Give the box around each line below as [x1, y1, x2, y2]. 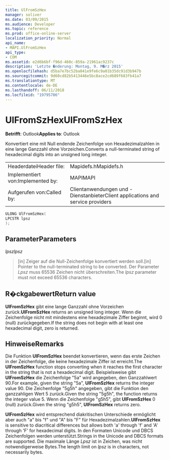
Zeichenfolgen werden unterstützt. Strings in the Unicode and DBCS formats [5, 433, 163, 439]
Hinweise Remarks [5, 339, 64, 348]
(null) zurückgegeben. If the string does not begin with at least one [5, 320, 143, 326]
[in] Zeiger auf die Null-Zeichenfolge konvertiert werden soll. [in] [17, 258, 151, 264]
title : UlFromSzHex [5, 7, 47, 13]
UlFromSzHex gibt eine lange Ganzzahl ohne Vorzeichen [5, 303, 124, 309]
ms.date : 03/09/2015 [5, 17, 49, 22]
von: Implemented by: [8, 178, 58, 185]
